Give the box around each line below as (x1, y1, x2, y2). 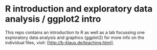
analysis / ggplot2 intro (5, 13, 101, 25)
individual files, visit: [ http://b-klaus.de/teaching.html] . (5, 39, 114, 45)
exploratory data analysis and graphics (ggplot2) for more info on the (5, 35, 144, 40)
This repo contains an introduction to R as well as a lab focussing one (5, 29, 145, 35)
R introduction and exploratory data (5, 3, 153, 14)
